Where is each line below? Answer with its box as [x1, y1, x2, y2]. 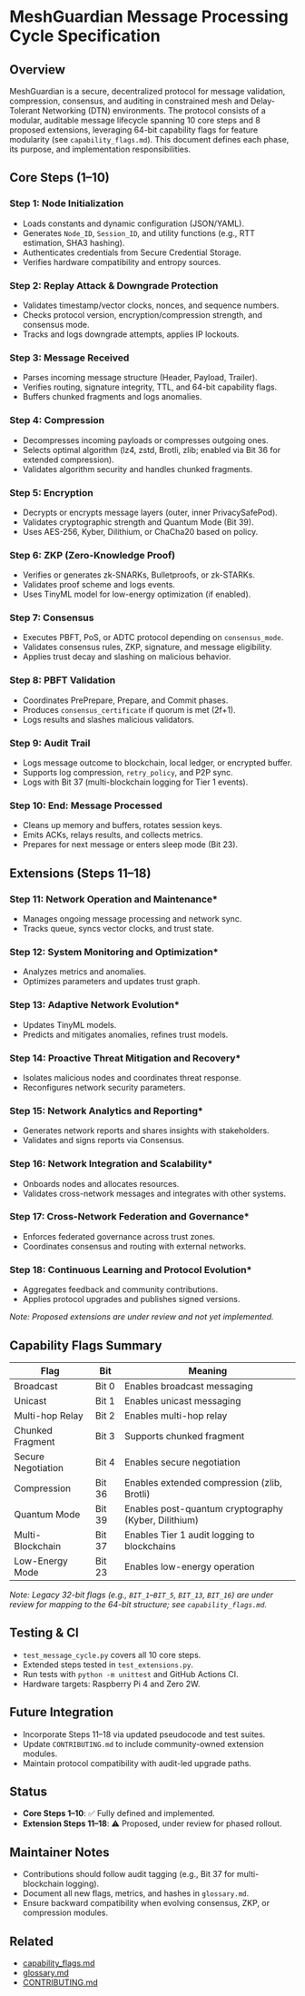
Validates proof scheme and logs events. [22, 579, 175, 590]
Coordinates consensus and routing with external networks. [22, 1240, 247, 1251]
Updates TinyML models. [22, 1019, 117, 1030]
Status [9, 1784, 48, 1799]
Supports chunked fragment [123, 1429, 245, 1442]
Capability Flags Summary [9, 1338, 162, 1353]
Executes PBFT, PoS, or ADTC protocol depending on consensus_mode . [22, 632, 284, 643]
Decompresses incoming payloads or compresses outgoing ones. [22, 434, 270, 446]
